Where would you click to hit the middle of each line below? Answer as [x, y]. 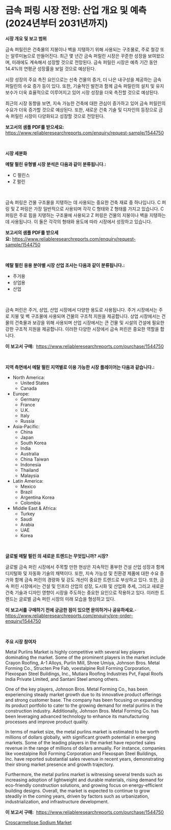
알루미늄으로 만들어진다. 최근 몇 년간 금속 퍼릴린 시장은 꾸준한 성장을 [79, 56]
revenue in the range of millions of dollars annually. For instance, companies [86, 748]
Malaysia [30, 476]
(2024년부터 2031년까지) [57, 23]
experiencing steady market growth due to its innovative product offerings [83, 694]
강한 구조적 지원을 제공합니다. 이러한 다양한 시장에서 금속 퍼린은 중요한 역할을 [82, 329]
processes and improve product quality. [47, 722]
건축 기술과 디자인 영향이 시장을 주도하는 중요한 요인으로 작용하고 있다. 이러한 [82, 592]
